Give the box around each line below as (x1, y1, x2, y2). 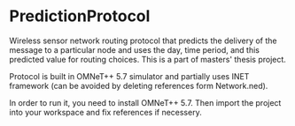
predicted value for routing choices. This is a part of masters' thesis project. (9, 54, 286, 64)
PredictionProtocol (9, 6, 151, 26)
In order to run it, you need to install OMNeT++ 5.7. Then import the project (9, 97, 282, 107)
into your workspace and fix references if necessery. (9, 107, 202, 117)
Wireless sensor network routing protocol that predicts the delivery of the (9, 35, 277, 46)
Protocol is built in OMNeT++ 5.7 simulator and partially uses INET (9, 70, 250, 81)
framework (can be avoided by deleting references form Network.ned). (9, 80, 268, 91)
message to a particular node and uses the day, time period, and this (9, 44, 260, 55)
